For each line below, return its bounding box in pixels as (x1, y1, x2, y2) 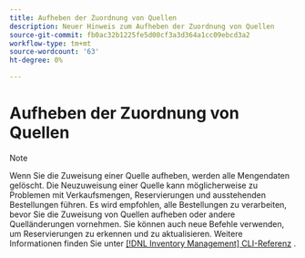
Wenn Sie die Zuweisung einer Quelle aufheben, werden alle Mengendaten (9, 170, 290, 181)
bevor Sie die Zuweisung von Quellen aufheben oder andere (9, 209, 236, 220)
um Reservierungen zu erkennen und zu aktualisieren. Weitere (9, 228, 243, 239)
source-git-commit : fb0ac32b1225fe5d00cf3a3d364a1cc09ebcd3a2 (9, 30, 250, 39)
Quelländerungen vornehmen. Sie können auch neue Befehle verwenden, (9, 218, 285, 229)
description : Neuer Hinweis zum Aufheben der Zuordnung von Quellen (9, 22, 275, 31)
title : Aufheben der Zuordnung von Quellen (9, 13, 178, 23)
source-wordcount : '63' (9, 47, 100, 57)
